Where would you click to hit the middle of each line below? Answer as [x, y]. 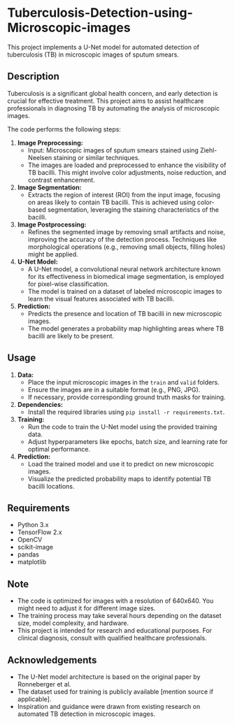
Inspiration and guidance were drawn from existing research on [109, 706]
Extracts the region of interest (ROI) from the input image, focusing [124, 194]
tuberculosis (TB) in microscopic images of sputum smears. [93, 55]
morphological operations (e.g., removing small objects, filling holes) [127, 247]
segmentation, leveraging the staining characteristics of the [133, 209]
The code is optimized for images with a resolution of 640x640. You [115, 601]
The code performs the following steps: [64, 129]
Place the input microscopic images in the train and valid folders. [123, 382]
